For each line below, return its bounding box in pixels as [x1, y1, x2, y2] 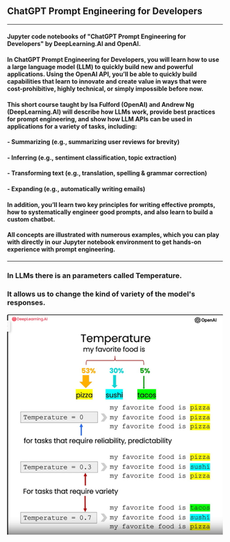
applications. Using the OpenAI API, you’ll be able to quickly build [7, 70, 197, 78]
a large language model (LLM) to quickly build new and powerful [7, 63, 194, 71]
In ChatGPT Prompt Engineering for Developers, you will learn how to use [7, 56, 220, 64]
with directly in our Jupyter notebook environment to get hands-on [7, 238, 202, 246]
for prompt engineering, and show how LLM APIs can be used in [7, 114, 193, 123]
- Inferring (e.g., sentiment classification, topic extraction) [7, 153, 177, 162]
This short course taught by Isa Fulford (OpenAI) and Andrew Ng [7, 100, 194, 108]
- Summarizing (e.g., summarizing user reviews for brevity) [7, 138, 180, 146]
